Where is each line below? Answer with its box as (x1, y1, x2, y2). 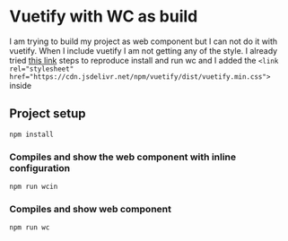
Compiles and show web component (9, 202, 172, 215)
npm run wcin (9, 182, 58, 192)
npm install (9, 130, 54, 139)
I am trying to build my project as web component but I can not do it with (9, 36, 278, 47)
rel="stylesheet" (9, 65, 74, 73)
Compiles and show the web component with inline (9, 151, 237, 163)
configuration (9, 161, 71, 174)
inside (9, 80, 32, 90)
